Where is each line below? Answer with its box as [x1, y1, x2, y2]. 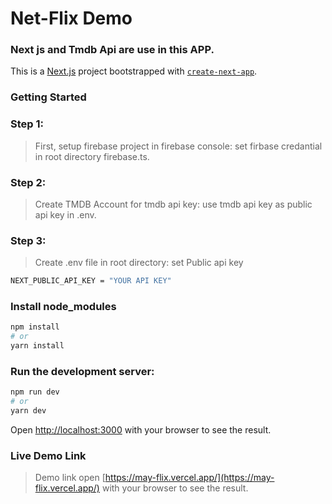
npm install [10, 322, 60, 332]
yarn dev [10, 406, 47, 416]
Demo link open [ [34, 472, 106, 484]
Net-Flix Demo [10, 7, 133, 30]
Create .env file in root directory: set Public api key [34, 257, 244, 269]
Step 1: [10, 117, 44, 131]
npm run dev [10, 387, 60, 397]
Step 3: [10, 233, 47, 247]
